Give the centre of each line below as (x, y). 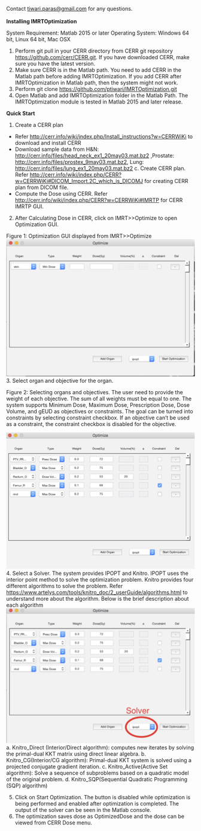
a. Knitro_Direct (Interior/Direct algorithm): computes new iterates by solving (100, 747)
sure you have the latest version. (55, 63)
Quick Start (21, 113)
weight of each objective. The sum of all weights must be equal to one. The (99, 399)
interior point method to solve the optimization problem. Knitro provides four (100, 579)
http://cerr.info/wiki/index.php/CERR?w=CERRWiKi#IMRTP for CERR (99, 200)
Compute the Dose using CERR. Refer (61, 194)
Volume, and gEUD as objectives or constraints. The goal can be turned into (100, 412)
